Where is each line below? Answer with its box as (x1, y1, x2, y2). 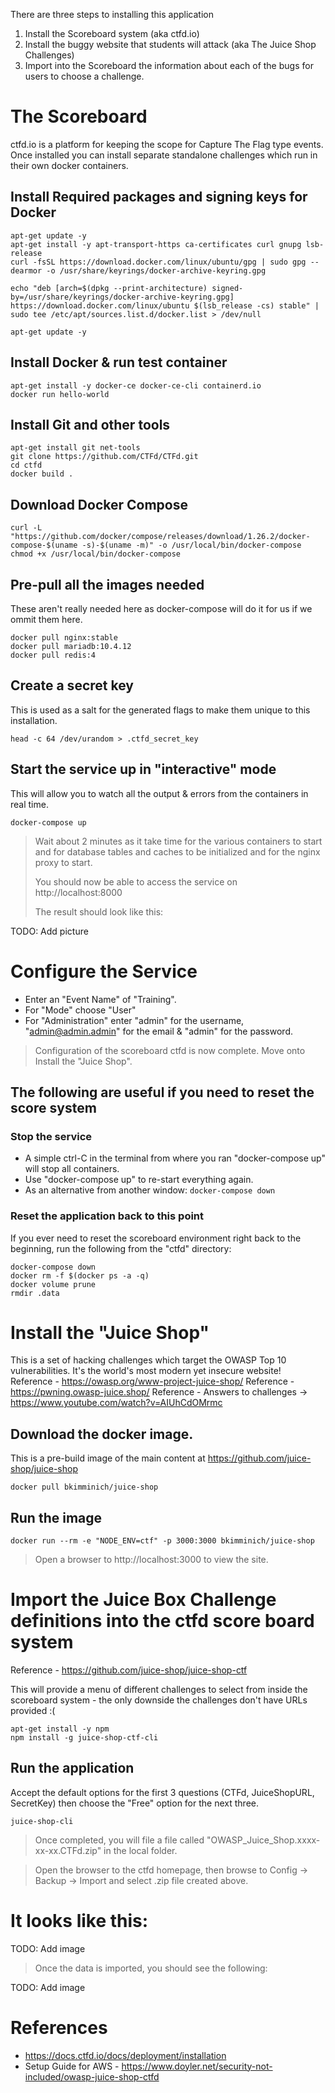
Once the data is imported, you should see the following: (34, 1962, 268, 1974)
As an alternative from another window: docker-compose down (24, 1184, 276, 1196)
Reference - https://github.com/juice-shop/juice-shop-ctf (10, 1664, 248, 1676)
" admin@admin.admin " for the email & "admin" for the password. (24, 1025, 293, 1037)
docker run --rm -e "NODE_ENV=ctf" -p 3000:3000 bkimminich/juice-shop (10, 1536, 315, 1546)
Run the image (10, 1509, 103, 1526)
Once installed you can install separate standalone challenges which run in (10, 149, 318, 161)
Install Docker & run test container (10, 354, 228, 371)
